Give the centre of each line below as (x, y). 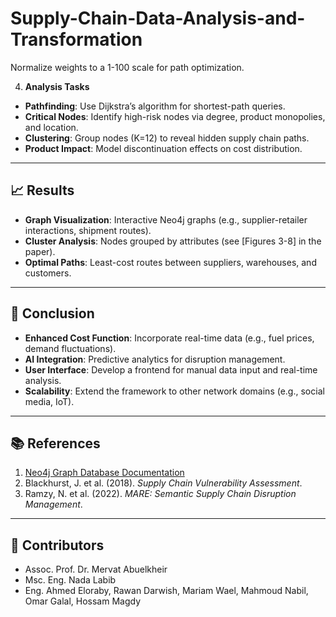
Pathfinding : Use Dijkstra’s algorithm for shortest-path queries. (155, 106)
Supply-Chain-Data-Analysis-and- (158, 18)
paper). (40, 251)
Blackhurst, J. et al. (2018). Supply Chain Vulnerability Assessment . (163, 483)
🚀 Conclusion (52, 313)
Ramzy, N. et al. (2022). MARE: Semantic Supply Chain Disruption (160, 494)
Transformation (76, 39)
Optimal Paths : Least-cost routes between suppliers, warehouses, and (170, 262)
